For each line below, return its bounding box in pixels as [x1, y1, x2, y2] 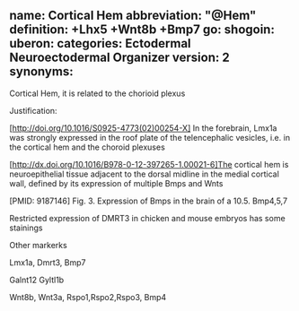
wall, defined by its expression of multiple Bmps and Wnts [9, 177, 224, 188]
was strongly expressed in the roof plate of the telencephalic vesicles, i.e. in [9, 132, 290, 143]
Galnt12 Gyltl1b [9, 274, 65, 285]
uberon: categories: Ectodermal [9, 36, 191, 51]
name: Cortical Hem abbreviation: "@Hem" [9, 8, 257, 23]
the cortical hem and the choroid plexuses [9, 142, 166, 152]
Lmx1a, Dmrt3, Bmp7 [9, 256, 87, 268]
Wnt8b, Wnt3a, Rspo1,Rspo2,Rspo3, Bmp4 [9, 291, 167, 302]
